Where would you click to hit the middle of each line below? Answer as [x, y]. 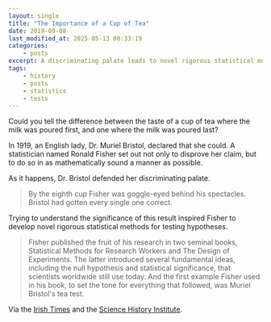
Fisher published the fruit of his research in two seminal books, [133, 242]
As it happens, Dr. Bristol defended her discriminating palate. [109, 178]
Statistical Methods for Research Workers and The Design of [129, 251]
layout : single [34, 16]
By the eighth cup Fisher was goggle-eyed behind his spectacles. [137, 194]
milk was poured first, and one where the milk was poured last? [114, 130]
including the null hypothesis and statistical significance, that [129, 268]
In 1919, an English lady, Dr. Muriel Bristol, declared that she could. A [122, 145]
